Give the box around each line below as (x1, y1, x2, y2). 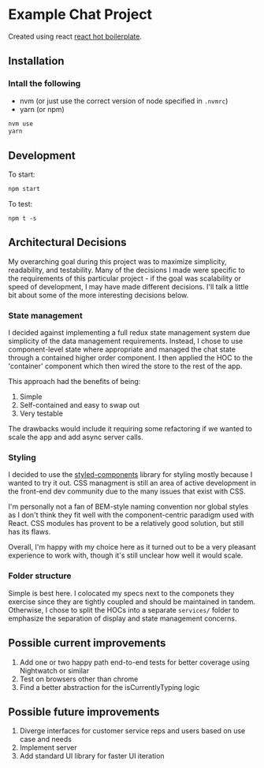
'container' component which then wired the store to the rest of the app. (8, 361, 243, 371)
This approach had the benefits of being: (8, 377, 141, 386)
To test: (8, 199, 33, 209)
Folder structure (8, 570, 72, 581)
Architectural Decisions (8, 236, 127, 249)
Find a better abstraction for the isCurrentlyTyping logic (19, 682, 200, 692)
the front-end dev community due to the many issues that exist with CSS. (8, 487, 246, 496)
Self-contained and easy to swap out (19, 401, 140, 410)
